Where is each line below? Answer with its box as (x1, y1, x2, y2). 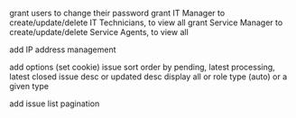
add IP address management (9, 44, 116, 55)
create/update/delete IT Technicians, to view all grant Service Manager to (9, 17, 283, 28)
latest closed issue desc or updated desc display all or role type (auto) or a (9, 71, 287, 82)
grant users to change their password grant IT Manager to (9, 8, 226, 18)
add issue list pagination (9, 98, 100, 109)
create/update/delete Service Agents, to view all (9, 27, 190, 37)
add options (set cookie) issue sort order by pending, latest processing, (9, 62, 275, 72)
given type (9, 81, 50, 91)
